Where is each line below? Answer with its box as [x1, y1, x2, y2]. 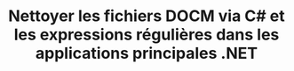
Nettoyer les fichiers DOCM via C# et [7, 6, 286, 26]
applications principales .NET [36, 44, 258, 63]
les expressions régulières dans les [13, 25, 280, 45]
